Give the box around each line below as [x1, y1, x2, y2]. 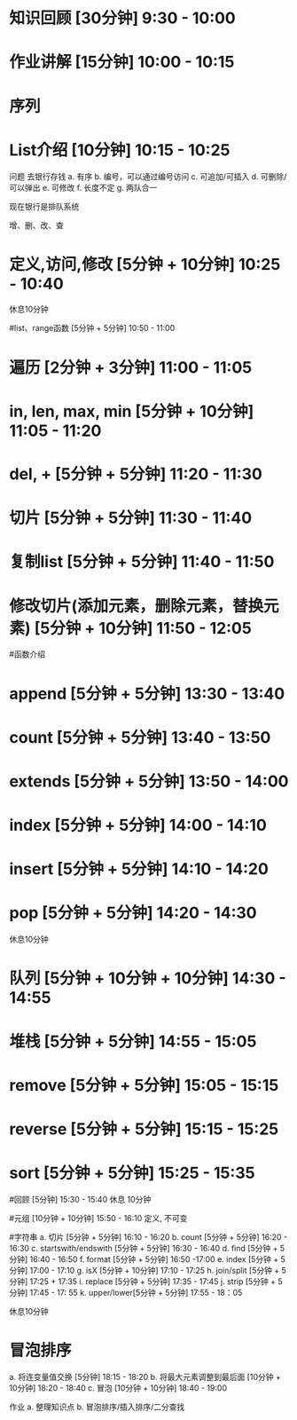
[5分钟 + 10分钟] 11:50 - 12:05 [34, 618, 253, 638]
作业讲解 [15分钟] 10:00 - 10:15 [9, 52, 235, 72]
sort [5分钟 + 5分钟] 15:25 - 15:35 [9, 1164, 255, 1183]
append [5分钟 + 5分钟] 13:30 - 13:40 [9, 683, 285, 704]
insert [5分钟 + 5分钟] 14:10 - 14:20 [9, 859, 269, 880]
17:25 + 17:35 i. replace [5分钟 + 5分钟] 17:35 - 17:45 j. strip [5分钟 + [29, 1275, 277, 1287]
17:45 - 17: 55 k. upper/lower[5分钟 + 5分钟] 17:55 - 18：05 [29, 1287, 243, 1298]
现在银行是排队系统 [9, 201, 80, 211]
